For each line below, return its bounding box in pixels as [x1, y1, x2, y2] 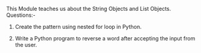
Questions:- [6, 11, 36, 19]
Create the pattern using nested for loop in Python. [14, 23, 142, 30]
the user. [14, 42, 37, 48]
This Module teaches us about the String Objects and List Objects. [6, 5, 171, 12]
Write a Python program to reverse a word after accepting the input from [14, 35, 196, 42]
